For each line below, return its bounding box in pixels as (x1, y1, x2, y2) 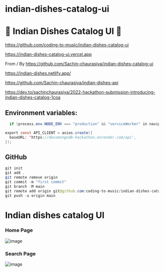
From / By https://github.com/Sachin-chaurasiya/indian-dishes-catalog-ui (5, 61, 154, 67)
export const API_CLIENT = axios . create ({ (5, 130, 93, 135)
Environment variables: (5, 108, 78, 117)
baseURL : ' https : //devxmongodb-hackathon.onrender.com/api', (9, 135, 137, 140)
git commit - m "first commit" (5, 179, 67, 184)
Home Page (5, 227, 33, 234)
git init (5, 166, 23, 171)
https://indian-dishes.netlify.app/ (5, 70, 71, 76)
